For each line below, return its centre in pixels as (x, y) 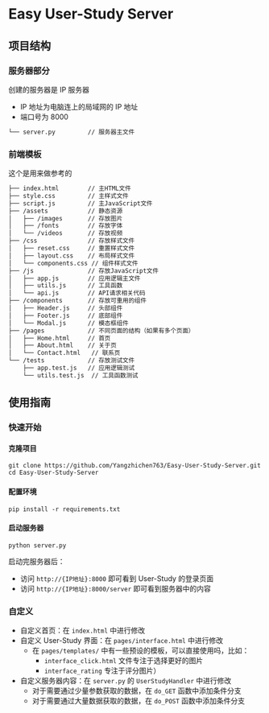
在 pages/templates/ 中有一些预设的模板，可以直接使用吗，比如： (141, 651)
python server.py (37, 545)
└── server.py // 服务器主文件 (72, 132)
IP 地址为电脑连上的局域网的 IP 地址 (79, 106)
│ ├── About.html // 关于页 (62, 346)
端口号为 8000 (44, 117)
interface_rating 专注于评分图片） (102, 671)
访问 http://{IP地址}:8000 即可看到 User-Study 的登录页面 (117, 578)
